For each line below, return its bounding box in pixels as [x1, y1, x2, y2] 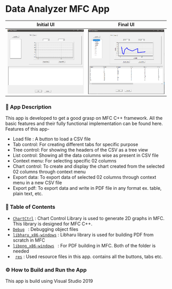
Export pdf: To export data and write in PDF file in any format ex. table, [12, 185, 162, 191]
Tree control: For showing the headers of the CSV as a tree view [12, 147, 148, 153]
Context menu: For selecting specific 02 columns [12, 158, 117, 164]
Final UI [118, 22, 135, 28]
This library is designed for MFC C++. [12, 221, 93, 227]
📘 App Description [5, 103, 52, 111]
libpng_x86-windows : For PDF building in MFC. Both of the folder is [12, 242, 156, 248]
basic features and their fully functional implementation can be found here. [5, 120, 163, 127]
